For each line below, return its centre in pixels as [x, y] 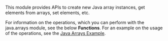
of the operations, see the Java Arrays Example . [56, 33]
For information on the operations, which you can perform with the [75, 23]
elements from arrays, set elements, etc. [47, 13]
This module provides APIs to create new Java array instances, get [75, 7]
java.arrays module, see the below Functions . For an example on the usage [84, 28]
